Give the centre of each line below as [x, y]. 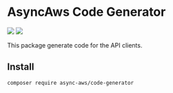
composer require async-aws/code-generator [71, 83]
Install [21, 67]
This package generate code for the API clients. [75, 45]
